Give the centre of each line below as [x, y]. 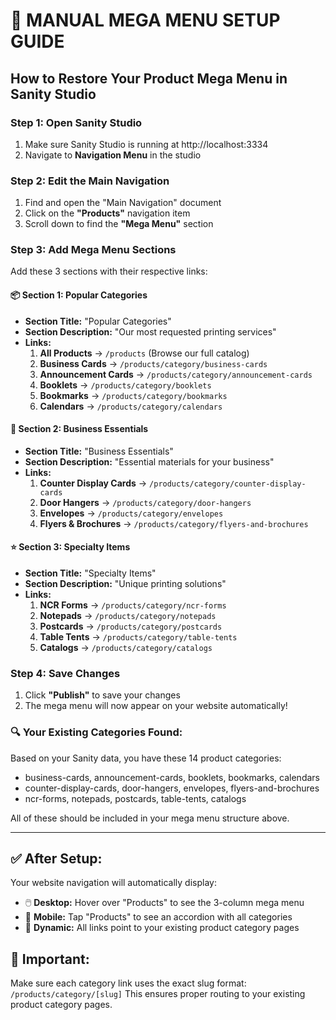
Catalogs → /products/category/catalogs [126, 648]
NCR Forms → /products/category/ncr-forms [133, 605]
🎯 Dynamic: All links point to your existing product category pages [162, 928]
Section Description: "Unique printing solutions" [125, 584]
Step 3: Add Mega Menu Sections [93, 250]
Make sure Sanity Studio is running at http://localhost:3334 [146, 144]
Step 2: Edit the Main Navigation [90, 181]
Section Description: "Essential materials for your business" [149, 461]
